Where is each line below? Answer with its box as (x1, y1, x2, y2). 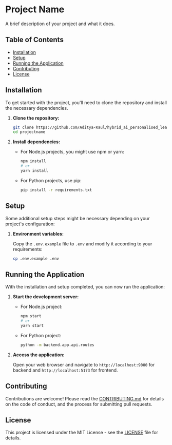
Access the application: (12, 352, 65, 358)
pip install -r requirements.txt (20, 187, 92, 192)
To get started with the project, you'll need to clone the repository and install (5, 99, 167, 106)
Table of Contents (5, 35, 64, 44)
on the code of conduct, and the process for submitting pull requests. (5, 401, 152, 407)
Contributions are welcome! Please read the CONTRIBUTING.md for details (5, 395, 164, 401)
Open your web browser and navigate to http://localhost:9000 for (12, 361, 155, 367)
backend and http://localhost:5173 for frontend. (12, 367, 118, 373)
